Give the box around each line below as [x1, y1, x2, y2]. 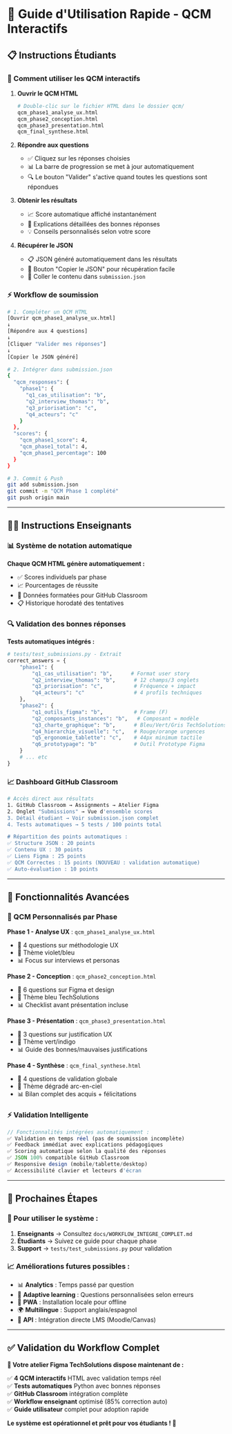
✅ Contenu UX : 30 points [7, 846, 83, 853]
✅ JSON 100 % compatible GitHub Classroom [7, 1154, 130, 1161]
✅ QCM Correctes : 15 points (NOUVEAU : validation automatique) [7, 859, 200, 866]
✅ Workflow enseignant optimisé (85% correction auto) [7, 1397, 168, 1406]
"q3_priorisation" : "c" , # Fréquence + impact [32, 683, 196, 690]
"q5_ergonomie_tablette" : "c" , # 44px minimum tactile [32, 734, 202, 741]
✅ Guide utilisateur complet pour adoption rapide [7, 1405, 149, 1413]
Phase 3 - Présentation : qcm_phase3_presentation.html [7, 1017, 166, 1025]
